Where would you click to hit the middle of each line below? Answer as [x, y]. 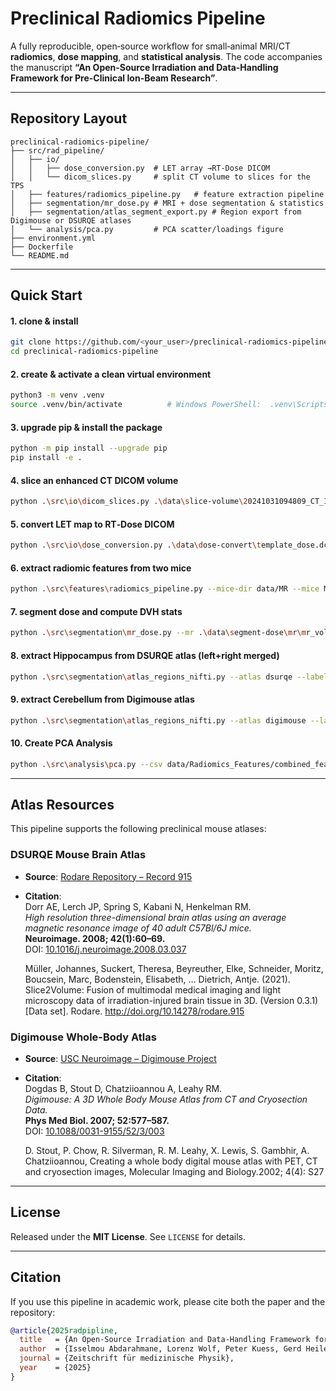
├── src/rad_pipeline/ [57, 150]
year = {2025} [55, 1368]
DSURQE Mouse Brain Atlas [78, 855]
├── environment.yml [53, 238]
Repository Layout [69, 118]
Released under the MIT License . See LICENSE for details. [128, 1236]
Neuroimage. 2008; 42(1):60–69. [95, 938]
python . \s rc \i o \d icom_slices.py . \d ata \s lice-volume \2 [129, 502]
